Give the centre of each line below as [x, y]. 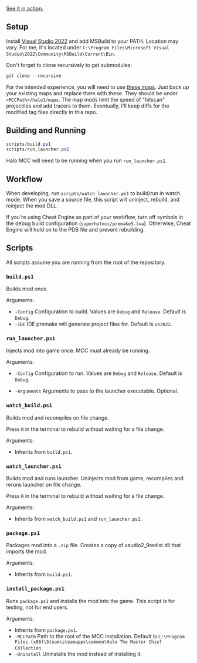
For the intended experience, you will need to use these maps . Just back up [98, 87]
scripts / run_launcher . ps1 [38, 149]
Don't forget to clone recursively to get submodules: [69, 65]
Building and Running [46, 131]
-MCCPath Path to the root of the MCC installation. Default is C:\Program [99, 636]
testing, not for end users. [37, 607]
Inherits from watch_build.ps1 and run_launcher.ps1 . [78, 519]
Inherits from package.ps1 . [46, 630]
